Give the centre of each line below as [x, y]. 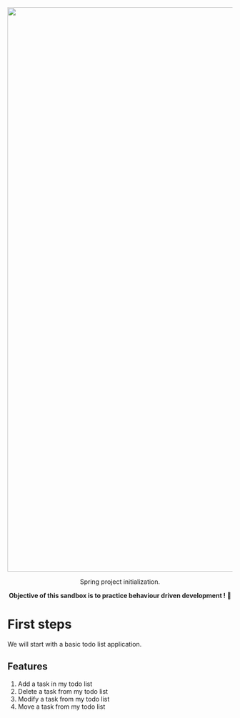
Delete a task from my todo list [63, 691]
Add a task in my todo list [55, 684]
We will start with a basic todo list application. [75, 644]
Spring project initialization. [120, 582]
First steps [40, 625]
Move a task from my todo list [61, 707]
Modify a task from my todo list [64, 699]
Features [27, 667]
